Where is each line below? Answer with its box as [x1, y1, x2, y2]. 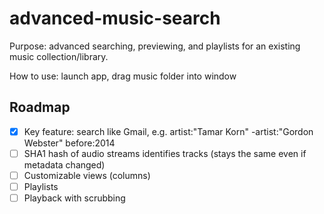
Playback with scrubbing [23, 192, 126, 204]
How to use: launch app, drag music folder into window [9, 70, 237, 82]
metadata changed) [23, 158, 106, 171]
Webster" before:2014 [23, 137, 116, 149]
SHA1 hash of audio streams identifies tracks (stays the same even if [23, 147, 307, 159]
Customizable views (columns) [23, 169, 151, 181]
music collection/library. [9, 50, 109, 62]
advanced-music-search [9, 7, 221, 30]
